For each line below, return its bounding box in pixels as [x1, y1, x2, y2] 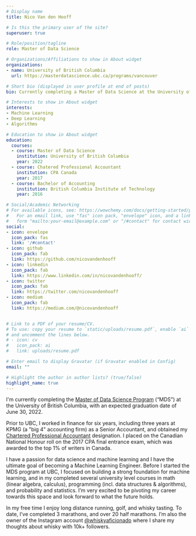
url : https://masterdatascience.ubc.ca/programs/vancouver [11, 72, 158, 79]
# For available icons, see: [6, 208, 77, 213]
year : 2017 [16, 175, 43, 181]
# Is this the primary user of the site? [6, 25, 108, 30]
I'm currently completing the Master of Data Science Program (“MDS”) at [6, 396, 181, 403]
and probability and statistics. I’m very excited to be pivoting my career [6, 487, 177, 494]
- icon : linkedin [6, 261, 48, 268]
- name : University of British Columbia [6, 67, 106, 73]
